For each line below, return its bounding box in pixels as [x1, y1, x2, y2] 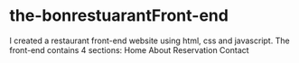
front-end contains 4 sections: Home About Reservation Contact [9, 44, 250, 55]
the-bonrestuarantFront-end [9, 5, 229, 26]
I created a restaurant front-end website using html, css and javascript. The [9, 35, 291, 46]
